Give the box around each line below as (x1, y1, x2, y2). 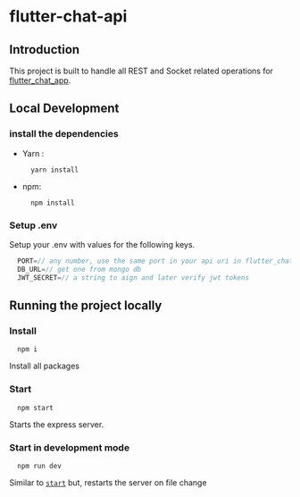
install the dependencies (9, 128, 119, 140)
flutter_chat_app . (9, 75, 71, 86)
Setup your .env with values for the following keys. (9, 239, 196, 249)
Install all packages (9, 360, 80, 372)
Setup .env (9, 219, 58, 232)
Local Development (9, 101, 120, 116)
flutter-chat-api (9, 6, 128, 27)
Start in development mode (9, 441, 130, 453)
